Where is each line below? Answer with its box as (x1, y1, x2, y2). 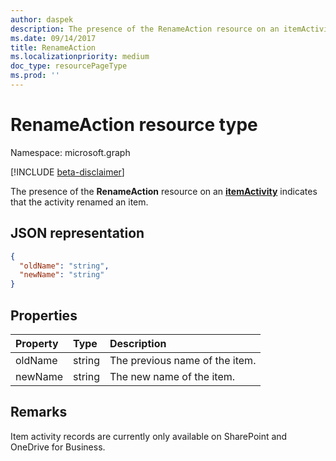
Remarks (10, 404, 68, 421)
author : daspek (10, 14, 74, 25)
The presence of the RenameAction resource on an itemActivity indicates (10, 185, 318, 197)
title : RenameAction (10, 42, 97, 53)
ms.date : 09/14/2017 (10, 33, 97, 43)
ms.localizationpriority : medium (10, 52, 150, 62)
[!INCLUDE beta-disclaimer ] (10, 166, 125, 178)
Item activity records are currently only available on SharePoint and (10, 430, 288, 442)
